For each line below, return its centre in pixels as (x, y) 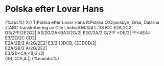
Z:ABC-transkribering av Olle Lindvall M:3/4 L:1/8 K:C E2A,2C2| (69, 27)
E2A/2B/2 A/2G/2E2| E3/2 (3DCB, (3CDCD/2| (51, 43)
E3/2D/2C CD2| (21, 38)
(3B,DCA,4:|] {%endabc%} (32, 58)
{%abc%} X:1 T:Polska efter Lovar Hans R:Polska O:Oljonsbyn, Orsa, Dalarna (82, 22)
